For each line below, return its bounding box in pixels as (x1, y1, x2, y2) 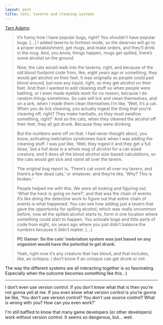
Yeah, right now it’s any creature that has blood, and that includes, (16, 250, 149, 256)
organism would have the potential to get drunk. (16, 241, 116, 247)
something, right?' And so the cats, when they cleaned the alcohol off (16, 116, 156, 122)
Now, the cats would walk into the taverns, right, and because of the (16, 64, 154, 70)
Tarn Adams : (5, 25, 31, 31)
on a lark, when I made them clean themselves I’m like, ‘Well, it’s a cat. (16, 100, 158, 106)
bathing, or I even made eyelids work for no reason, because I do (16, 90, 147, 96)
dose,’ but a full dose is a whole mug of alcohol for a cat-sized (16, 146, 142, 152)
